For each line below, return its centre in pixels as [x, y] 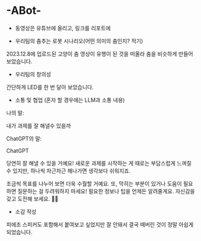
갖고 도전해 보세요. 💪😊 [32, 199]
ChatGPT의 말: [24, 138]
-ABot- [24, 11]
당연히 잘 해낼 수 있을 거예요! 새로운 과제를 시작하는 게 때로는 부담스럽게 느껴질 [99, 163]
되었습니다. [19, 232]
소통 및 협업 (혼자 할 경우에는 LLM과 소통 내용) [70, 100]
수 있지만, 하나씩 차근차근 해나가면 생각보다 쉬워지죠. [68, 171]
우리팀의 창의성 [33, 74]
